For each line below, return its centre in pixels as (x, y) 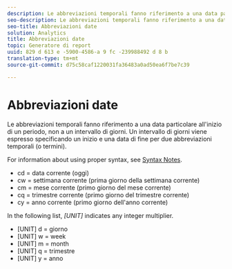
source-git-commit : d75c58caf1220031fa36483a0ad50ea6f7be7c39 (98, 65)
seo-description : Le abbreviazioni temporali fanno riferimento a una (111, 20)
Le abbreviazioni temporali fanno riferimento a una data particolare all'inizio (115, 124)
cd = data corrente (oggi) (53, 172)
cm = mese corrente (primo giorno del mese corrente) (94, 188)
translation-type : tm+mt (43, 59)
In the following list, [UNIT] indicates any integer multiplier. (90, 215)
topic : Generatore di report (49, 46)
